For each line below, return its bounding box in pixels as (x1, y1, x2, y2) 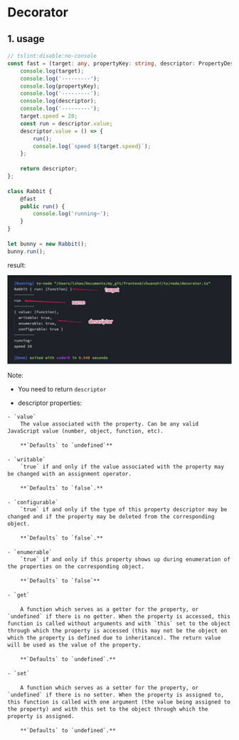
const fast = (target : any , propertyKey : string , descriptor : (7, 60, 196, 67)
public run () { (20, 202, 65, 210)
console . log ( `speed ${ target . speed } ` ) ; (33, 143, 152, 150)
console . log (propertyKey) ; (20, 83, 100, 90)
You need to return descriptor (17, 384, 107, 393)
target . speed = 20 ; (20, 113, 78, 120)
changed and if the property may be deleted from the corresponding (7, 513, 215, 520)
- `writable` (7, 456, 46, 463)
